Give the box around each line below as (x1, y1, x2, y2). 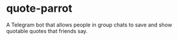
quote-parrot (6, 2, 73, 15)
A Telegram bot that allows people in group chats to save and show (6, 21, 173, 28)
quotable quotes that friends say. (6, 27, 88, 34)
